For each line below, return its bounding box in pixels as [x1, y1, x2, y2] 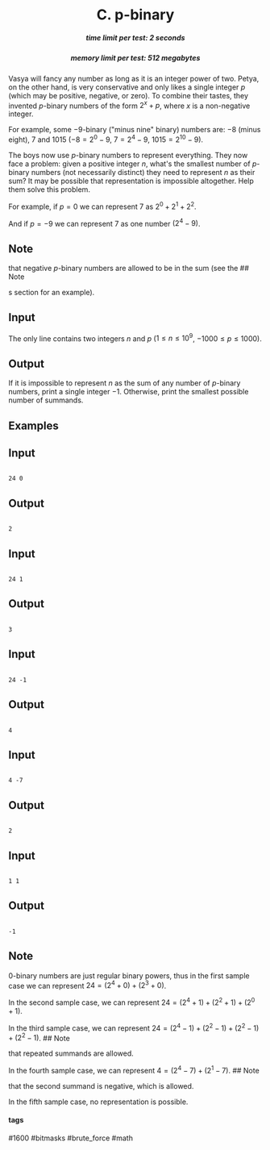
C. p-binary [96, 6, 175, 24]
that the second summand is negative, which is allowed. [8, 1081, 194, 1090]
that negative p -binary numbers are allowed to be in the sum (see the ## [8, 263, 250, 273]
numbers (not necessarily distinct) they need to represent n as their [31, 167, 255, 177]
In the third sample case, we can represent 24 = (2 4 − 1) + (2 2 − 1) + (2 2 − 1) [8, 1022, 260, 1033]
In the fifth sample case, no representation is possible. [8, 1097, 189, 1106]
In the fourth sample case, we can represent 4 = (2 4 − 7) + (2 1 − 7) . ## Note [8, 1065, 260, 1075]
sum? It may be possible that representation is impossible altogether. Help [8, 176, 254, 185]
